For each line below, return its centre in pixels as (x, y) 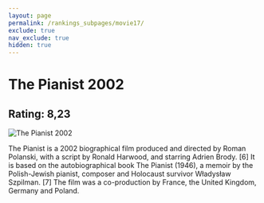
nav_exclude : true (39, 38)
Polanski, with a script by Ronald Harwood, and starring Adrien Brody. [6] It (132, 157)
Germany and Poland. (44, 191)
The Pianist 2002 (67, 85)
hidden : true (30, 45)
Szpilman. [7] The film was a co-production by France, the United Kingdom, (132, 182)
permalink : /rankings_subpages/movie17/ (77, 23)
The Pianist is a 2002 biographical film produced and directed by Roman (127, 149)
